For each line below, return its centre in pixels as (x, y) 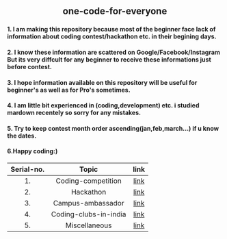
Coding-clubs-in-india (89, 214)
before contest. (30, 66)
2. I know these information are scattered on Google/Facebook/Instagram (114, 52)
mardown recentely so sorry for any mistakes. (74, 113)
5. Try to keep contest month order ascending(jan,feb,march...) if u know (113, 128)
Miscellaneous (89, 225)
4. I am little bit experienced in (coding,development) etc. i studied (103, 105)
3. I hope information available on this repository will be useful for (102, 82)
